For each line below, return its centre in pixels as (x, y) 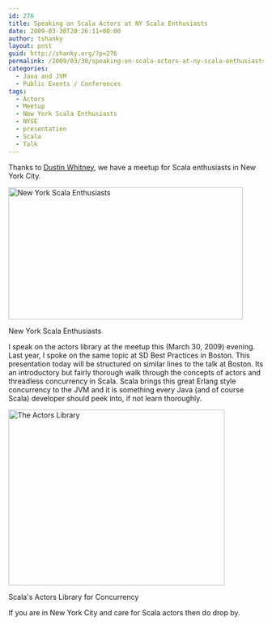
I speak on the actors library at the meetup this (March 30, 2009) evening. (132, 346)
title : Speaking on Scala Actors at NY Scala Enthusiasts (108, 24)
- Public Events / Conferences (68, 83)
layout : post (30, 46)
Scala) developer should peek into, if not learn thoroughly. (105, 398)
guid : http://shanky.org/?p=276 (63, 54)
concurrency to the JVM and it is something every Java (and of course (126, 389)
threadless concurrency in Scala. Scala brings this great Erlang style (122, 381)
